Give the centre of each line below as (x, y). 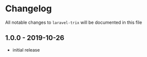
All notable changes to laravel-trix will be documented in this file (74, 22)
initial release (26, 50)
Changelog (28, 9)
